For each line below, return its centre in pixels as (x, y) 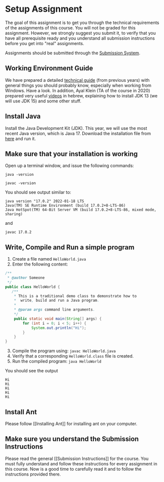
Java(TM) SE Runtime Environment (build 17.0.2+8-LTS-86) (65, 206)
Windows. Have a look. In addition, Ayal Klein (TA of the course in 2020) (78, 90)
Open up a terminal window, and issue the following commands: (70, 166)
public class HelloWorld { (33, 287)
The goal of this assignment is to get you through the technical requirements (82, 23)
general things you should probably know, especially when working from (78, 85)
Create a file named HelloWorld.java (49, 259)
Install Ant (21, 412)
